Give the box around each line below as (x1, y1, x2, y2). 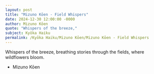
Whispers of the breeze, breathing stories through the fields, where (5, 48, 144, 55)
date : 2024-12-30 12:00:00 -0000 (5, 16, 75, 21)
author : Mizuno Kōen (5, 21, 49, 26)
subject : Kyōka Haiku (5, 30, 51, 35)
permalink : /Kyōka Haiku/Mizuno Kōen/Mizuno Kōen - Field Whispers (5, 35, 149, 40)
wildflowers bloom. (5, 54, 45, 60)
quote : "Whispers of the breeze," (5, 26, 78, 31)
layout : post (5, 7, 33, 12)
